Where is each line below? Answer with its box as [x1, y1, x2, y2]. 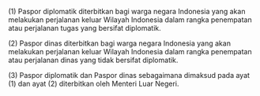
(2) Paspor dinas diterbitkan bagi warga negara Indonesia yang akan [8, 39, 232, 48]
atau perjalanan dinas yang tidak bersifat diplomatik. [8, 55, 179, 65]
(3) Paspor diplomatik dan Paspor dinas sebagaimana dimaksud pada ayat [8, 71, 251, 79]
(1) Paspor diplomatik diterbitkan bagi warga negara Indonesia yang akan [8, 7, 246, 16]
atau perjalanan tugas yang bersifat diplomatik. [8, 24, 162, 32]
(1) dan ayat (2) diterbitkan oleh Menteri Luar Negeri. [8, 79, 179, 88]
